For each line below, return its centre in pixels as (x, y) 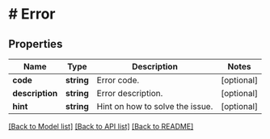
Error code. (118, 80)
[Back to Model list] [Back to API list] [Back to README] (101, 126)
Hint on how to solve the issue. (155, 106)
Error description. (130, 93)
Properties (36, 44)
